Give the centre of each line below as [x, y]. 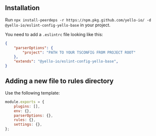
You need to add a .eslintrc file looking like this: [54, 34]
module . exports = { [25, 102]
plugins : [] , [27, 106]
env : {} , [23, 111]
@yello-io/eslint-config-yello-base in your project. [58, 25]
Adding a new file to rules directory [59, 81]
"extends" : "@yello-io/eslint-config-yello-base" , [66, 61]
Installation [22, 8]
